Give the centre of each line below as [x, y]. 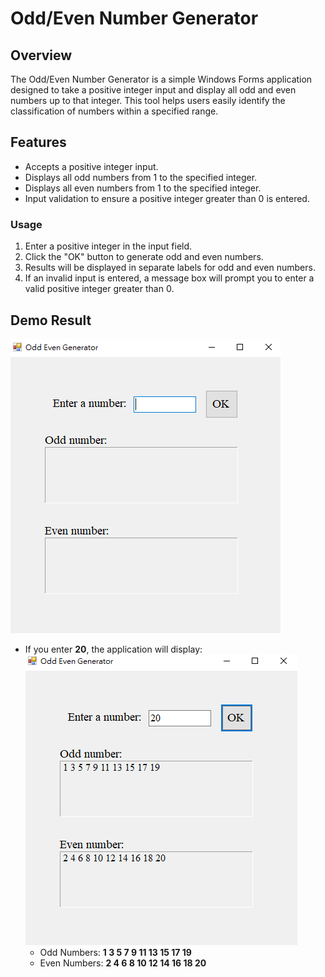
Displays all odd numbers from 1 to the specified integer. [141, 177]
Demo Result [51, 320]
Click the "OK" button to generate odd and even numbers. [144, 257]
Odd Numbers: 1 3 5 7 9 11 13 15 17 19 [115, 952]
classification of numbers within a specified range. [114, 111]
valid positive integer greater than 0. [99, 289]
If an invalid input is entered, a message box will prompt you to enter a [169, 278]
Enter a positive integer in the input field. [108, 246]
